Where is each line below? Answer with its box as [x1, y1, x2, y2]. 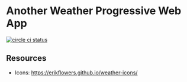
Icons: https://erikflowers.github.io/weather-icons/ [14, 69, 138, 76]
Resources [6, 53, 47, 63]
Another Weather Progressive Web [6, 4, 182, 18]
